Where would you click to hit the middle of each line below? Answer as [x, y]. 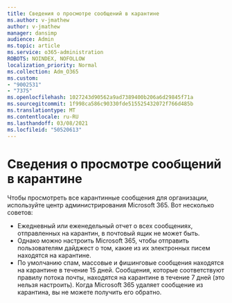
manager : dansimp [32, 33]
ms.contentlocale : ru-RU [43, 116]
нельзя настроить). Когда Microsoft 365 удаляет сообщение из [110, 285]
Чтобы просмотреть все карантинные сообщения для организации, [108, 198]
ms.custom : [23, 78]
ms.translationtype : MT [42, 110]
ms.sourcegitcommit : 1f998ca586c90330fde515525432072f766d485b [100, 104]
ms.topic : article [34, 46]
